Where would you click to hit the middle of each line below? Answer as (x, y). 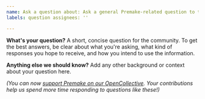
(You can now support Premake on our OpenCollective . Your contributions (100, 83)
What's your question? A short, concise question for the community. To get (102, 40)
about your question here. (39, 71)
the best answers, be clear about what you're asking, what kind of (89, 47)
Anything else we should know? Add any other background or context (95, 65)
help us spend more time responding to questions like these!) (83, 89)
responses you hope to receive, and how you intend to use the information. (101, 53)
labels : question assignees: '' (47, 18)
